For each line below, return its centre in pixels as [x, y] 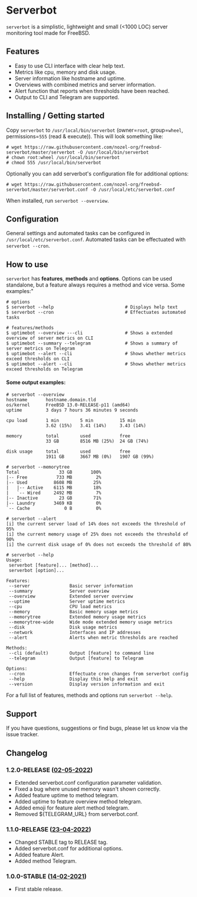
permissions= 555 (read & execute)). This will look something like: [85, 136]
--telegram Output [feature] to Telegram [76, 659]
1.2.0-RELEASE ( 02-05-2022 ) [50, 770]
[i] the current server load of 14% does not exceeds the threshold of [96, 524]
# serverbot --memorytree [38, 467]
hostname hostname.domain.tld [51, 400]
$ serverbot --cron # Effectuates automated [96, 313]
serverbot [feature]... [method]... [54, 565]
